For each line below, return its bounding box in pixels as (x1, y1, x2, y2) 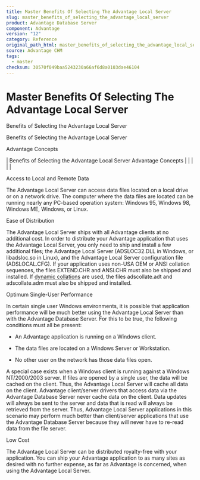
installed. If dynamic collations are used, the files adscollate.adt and (6, 273, 173, 281)
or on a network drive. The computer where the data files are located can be (6, 193, 193, 200)
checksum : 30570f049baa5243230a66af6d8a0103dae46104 (6, 64, 140, 70)
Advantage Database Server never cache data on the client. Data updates (6, 393, 187, 401)
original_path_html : (6, 42, 58, 48)
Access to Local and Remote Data (6, 175, 89, 182)
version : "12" (6, 31, 42, 37)
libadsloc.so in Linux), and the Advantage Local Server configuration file (6, 254, 183, 261)
